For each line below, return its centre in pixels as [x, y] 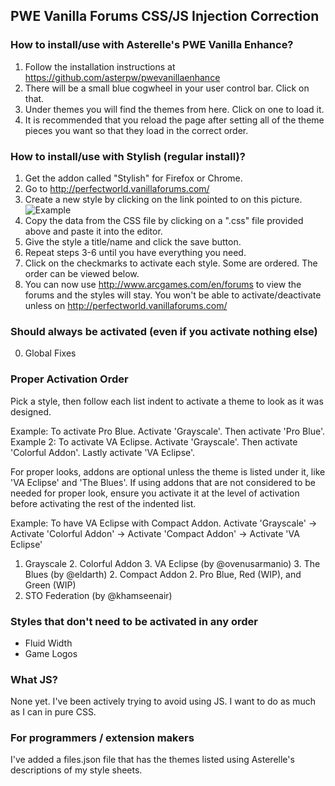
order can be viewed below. [82, 273]
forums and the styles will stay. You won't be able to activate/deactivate [173, 295]
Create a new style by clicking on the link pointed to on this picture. [163, 199]
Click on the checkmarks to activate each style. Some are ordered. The [171, 263]
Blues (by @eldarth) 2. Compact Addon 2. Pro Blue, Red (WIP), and [163, 574]
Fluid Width [48, 643]
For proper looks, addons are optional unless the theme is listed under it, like [168, 471]
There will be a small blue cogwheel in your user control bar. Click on [167, 88]
